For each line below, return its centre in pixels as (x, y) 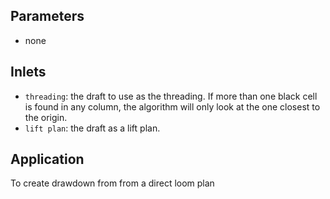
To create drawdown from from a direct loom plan (112, 183)
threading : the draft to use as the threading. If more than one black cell (171, 96)
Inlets (28, 72)
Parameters (47, 16)
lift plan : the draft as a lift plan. (92, 128)
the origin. (46, 117)
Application (47, 159)
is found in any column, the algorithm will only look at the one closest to (172, 106)
